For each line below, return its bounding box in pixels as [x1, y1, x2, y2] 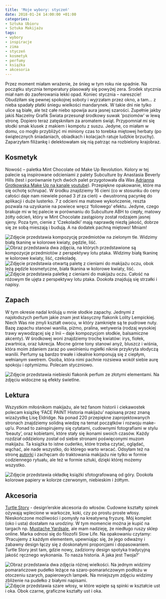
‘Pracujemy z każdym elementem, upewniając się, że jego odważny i [5, 536, 145, 542]
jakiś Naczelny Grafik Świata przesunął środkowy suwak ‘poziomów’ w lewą [5, 113, 160, 118]
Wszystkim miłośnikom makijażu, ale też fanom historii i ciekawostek [5, 404, 145, 410]
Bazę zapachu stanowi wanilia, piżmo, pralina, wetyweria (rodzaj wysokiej [5, 325, 156, 331]
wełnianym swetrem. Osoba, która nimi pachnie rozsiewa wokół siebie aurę [5, 356, 159, 362]
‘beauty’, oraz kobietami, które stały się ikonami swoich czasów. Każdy [5, 430, 150, 437]
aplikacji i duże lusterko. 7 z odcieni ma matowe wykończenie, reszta [5, 198, 146, 204]
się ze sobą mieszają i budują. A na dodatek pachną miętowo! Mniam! [5, 224, 147, 230]
